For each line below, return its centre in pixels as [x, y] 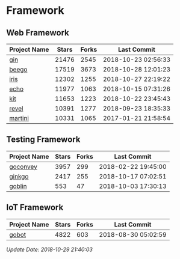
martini [19, 118]
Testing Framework [43, 140]
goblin [18, 186]
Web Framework [38, 33]
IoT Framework [35, 208]
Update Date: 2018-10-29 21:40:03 [50, 249]
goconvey [23, 166]
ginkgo [19, 176]
